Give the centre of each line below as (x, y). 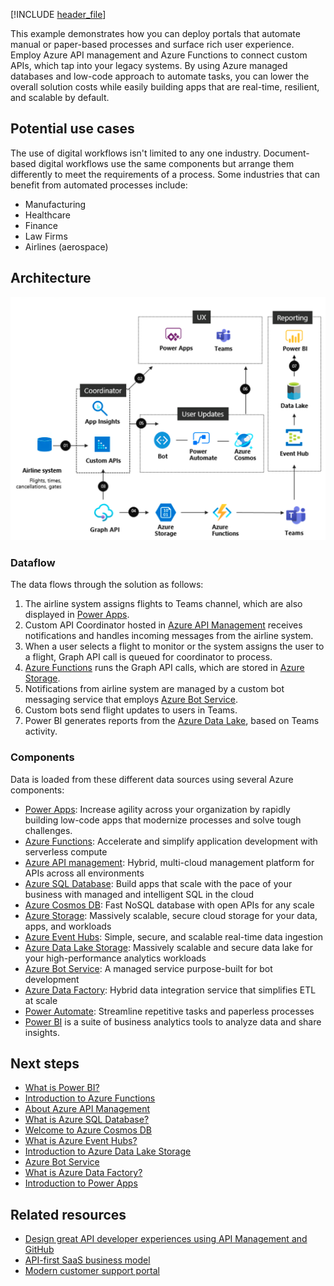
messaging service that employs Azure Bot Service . (131, 700)
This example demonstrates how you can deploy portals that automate (155, 33)
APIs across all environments (84, 873)
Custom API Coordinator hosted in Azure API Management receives (163, 625)
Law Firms (46, 236)
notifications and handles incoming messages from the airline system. (169, 636)
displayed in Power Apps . (77, 615)
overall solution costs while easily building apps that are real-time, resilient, (165, 87)
